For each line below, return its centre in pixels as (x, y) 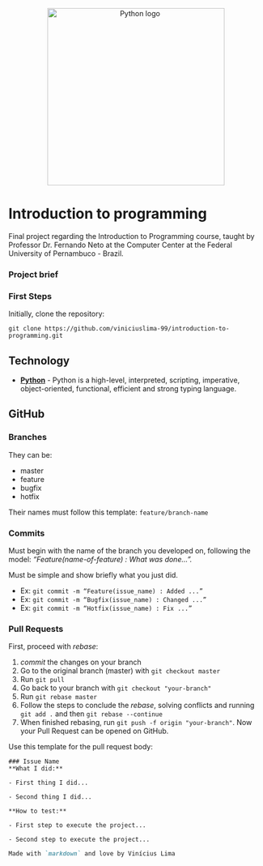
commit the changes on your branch (81, 662)
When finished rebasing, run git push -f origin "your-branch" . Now (136, 723)
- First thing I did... (49, 783)
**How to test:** (38, 811)
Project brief (34, 274)
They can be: (30, 454)
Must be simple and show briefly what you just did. (93, 574)
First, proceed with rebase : (53, 646)
